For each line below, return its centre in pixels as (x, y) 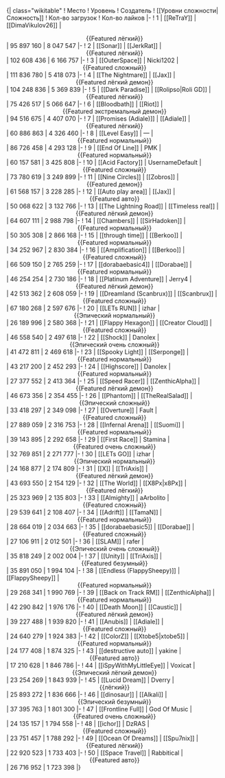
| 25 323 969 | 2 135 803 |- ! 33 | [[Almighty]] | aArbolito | (88, 498)
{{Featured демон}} (115, 184)
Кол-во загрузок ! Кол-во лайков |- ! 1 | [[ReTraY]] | (122, 18)
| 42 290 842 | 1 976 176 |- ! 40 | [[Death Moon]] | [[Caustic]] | (94, 607)
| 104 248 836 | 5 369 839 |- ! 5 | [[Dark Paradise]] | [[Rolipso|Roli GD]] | (109, 90)
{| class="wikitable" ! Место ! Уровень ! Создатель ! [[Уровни (94, 11)
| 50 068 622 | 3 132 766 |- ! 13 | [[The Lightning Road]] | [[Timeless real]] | (113, 206)
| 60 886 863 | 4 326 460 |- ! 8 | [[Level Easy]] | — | (80, 133)
